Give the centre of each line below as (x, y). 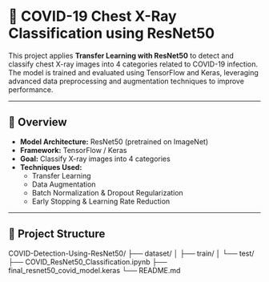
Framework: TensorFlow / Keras (73, 150)
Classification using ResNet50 (111, 33)
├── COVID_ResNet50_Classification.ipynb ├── (88, 262)
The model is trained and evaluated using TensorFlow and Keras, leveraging (133, 72)
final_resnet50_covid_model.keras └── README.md (94, 270)
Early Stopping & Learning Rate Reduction (101, 201)
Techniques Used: (51, 167)
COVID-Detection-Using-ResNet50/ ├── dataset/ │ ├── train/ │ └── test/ (131, 253)
